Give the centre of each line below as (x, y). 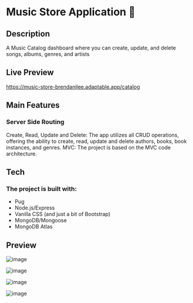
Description (28, 34)
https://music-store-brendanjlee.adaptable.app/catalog (73, 86)
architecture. (21, 154)
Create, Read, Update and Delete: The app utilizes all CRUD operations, (93, 135)
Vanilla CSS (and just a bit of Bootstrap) (62, 214)
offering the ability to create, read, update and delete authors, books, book (96, 141)
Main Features (33, 105)
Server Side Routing (35, 122)
